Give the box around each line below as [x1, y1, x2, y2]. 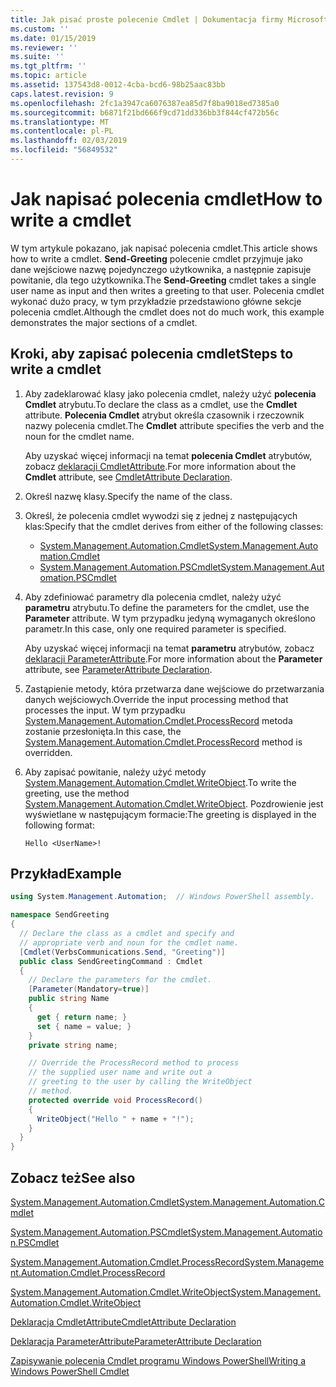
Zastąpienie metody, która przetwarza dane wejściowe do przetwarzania [24, 682, 325, 695]
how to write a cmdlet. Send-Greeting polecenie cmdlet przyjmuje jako [10, 252, 303, 265]
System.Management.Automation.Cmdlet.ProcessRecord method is [24, 736, 303, 748]
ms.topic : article [10, 71, 87, 81]
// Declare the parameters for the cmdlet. [28, 975, 213, 985]
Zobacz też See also [10, 1169, 136, 1186]
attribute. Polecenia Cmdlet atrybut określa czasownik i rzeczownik [24, 409, 305, 421]
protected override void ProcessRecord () [28, 1095, 203, 1105]
